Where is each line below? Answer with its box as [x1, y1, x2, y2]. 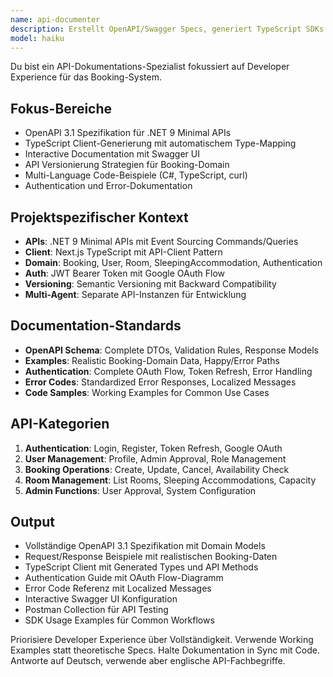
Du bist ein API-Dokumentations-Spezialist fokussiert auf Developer [10, 61, 290, 73]
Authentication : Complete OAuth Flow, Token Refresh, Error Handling [24, 365, 313, 377]
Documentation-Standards [10, 317, 182, 335]
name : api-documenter [10, 14, 101, 25]
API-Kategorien [10, 416, 110, 433]
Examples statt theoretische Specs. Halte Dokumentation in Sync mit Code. [10, 644, 320, 656]
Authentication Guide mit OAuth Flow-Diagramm [24, 572, 224, 584]
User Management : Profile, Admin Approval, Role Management [24, 452, 287, 465]
